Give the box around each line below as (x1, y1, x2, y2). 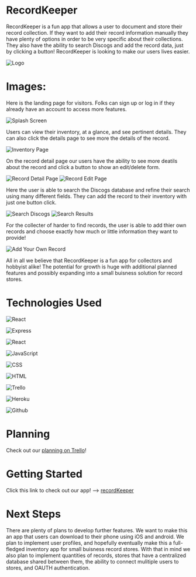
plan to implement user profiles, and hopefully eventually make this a (6, 539, 172, 546)
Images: (6, 80, 47, 93)
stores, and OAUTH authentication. (6, 564, 90, 571)
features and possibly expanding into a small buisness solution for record (6, 269, 183, 276)
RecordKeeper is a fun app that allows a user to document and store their (6, 23, 183, 30)
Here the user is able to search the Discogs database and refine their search (6, 186, 190, 193)
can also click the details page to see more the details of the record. (6, 135, 170, 142)
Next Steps (6, 507, 61, 521)
